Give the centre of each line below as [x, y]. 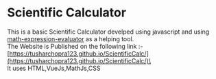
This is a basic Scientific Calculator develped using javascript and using [108, 32]
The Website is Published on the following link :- [75, 46]
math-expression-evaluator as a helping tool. [71, 38]
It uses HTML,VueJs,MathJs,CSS [54, 68]
